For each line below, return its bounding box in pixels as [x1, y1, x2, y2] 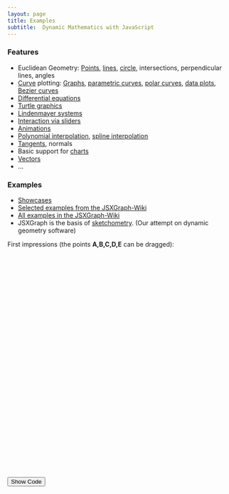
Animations [17, 124, 51, 133]
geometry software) [17, 226, 76, 235]
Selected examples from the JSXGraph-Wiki [17, 203, 147, 212]
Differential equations [17, 93, 81, 102]
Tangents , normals [17, 139, 73, 148]
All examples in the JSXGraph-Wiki [17, 211, 120, 220]
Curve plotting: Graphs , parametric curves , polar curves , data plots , [17, 78, 216, 87]
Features [7, 47, 39, 57]
